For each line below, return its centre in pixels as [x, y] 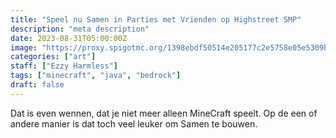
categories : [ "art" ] [53, 57]
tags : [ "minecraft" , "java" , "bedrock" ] [96, 76]
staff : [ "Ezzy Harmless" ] [64, 66]
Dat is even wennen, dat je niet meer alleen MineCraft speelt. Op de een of [164, 113]
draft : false [37, 85]
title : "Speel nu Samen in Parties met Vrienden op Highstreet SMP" [156, 19]
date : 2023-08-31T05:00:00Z [69, 38]
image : [24, 47]
